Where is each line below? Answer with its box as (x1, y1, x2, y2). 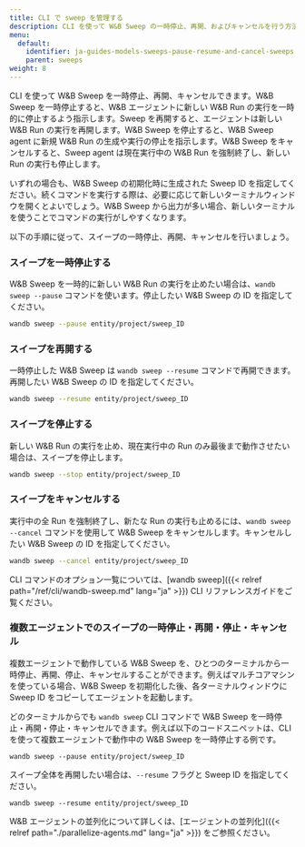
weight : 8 (9, 65, 47, 74)
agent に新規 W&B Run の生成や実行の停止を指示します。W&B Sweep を (9, 136, 279, 146)
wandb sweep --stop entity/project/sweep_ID (9, 469, 181, 479)
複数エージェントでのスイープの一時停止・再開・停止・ (9, 621, 251, 634)
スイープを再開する (9, 342, 93, 355)
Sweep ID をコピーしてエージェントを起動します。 (9, 691, 198, 702)
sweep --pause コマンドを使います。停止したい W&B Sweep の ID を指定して (9, 290, 293, 301)
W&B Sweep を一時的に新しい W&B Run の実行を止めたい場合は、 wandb (9, 278, 276, 289)
